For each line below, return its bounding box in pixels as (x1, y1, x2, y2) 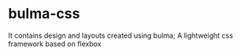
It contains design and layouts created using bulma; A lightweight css (8, 31, 234, 40)
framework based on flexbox (8, 38, 102, 48)
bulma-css (8, 5, 80, 23)
